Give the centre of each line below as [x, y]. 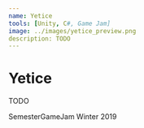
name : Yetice [31, 16]
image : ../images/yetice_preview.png [72, 31]
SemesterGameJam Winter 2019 [63, 117]
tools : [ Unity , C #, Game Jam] [60, 23]
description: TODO [39, 38]
